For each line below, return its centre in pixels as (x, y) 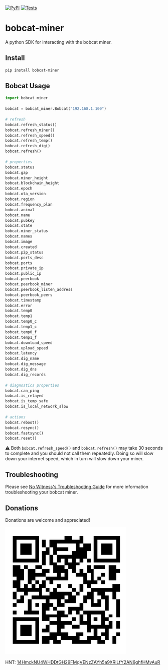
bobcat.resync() (22, 428)
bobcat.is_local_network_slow (37, 407)
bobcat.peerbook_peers (29, 295)
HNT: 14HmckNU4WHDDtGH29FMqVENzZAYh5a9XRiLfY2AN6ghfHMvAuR (83, 662)
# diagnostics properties (32, 385)
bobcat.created (21, 247)
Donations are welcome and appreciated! (48, 520)
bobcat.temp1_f (21, 337)
